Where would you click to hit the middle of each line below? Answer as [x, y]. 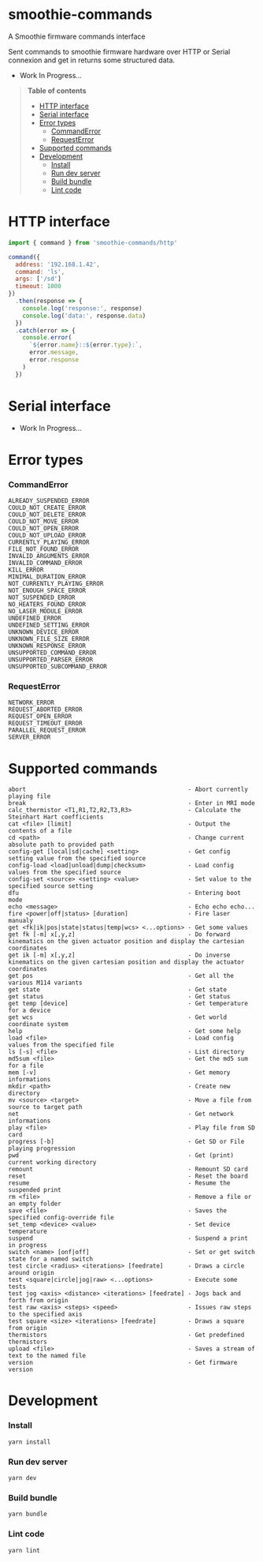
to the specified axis [45, 1315]
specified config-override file [61, 1218]
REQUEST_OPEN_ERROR [40, 717]
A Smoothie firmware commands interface [77, 36]
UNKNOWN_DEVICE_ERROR [44, 632]
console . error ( [47, 338]
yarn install [30, 1442]
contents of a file [40, 831]
